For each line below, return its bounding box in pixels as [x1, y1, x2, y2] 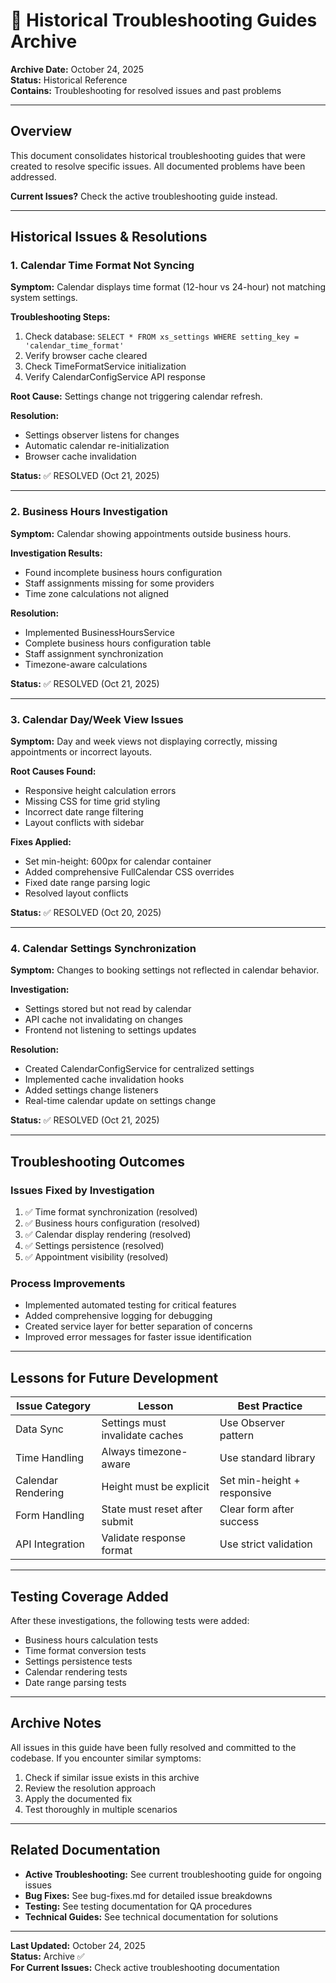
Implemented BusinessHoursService [24, 626, 175, 638]
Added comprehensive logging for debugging [24, 1310, 213, 1322]
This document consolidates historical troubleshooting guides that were [10, 149, 306, 161]
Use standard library [219, 1451, 316, 1465]
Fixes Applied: [10, 836, 72, 848]
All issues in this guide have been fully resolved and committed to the [10, 1741, 297, 1753]
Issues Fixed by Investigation [10, 1183, 155, 1197]
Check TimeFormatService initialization [24, 360, 187, 373]
